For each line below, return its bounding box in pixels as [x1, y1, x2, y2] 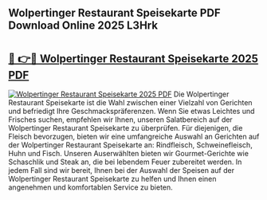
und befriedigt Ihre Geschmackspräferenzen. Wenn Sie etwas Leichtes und [8, 107, 255, 116]
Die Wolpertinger [174, 89, 230, 99]
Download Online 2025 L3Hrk [8, 19, 158, 33]
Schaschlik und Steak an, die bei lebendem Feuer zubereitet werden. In [8, 157, 242, 167]
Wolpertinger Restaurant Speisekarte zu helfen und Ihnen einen [8, 175, 217, 183]
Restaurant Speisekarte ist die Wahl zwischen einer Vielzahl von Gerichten [8, 98, 253, 107]
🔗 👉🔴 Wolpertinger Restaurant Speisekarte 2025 [8, 52, 259, 65]
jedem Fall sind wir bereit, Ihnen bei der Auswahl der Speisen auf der [8, 166, 235, 175]
